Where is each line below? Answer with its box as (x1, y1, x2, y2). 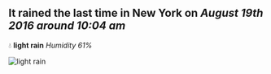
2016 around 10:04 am (8, 19, 126, 33)
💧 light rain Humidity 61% (8, 40, 93, 50)
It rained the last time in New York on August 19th (8, 6, 264, 20)
